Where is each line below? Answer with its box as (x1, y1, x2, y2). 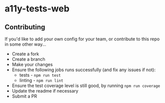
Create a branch (11, 56, 45, 62)
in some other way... (4, 41, 46, 47)
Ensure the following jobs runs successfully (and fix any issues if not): (11, 67, 156, 73)
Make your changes (11, 62, 53, 67)
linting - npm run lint (19, 78, 63, 83)
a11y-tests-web (4, 3, 70, 14)
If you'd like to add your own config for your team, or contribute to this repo (4, 36, 160, 42)
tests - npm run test (19, 72, 61, 78)
